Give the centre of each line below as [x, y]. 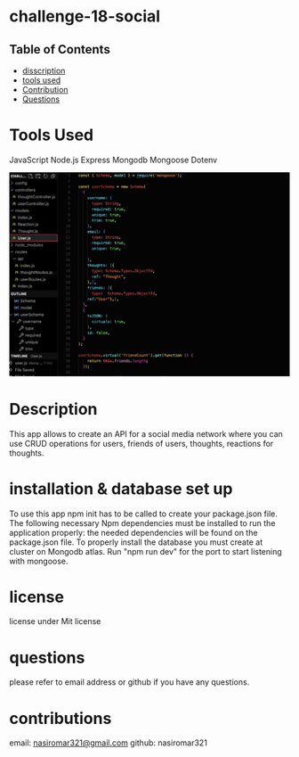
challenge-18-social [85, 16]
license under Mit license [55, 621]
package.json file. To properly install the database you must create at [136, 542]
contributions [61, 718]
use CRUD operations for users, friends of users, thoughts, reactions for [141, 443]
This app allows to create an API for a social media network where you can [146, 433]
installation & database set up [121, 489]
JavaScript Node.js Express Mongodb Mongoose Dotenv [113, 160]
